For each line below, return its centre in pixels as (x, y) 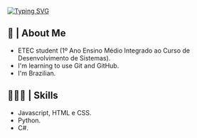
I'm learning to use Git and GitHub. (68, 65)
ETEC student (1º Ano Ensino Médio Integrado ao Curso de (104, 51)
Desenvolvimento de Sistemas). (64, 58)
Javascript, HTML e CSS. (54, 112)
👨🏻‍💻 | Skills (33, 96)
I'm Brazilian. (37, 73)
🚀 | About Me (37, 33)
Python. (29, 120)
